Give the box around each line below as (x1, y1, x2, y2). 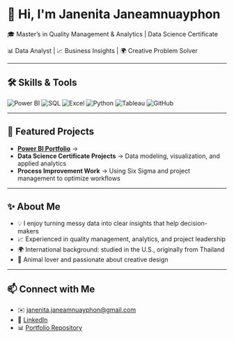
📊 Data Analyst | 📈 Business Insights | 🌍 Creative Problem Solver (7, 46, 198, 55)
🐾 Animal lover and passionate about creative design (17, 255, 169, 264)
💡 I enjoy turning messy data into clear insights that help (17, 219, 179, 228)
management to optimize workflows (17, 174, 120, 182)
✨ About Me (7, 201, 61, 212)
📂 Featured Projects (7, 126, 95, 138)
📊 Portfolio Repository (17, 324, 82, 332)
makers (17, 227, 40, 236)
